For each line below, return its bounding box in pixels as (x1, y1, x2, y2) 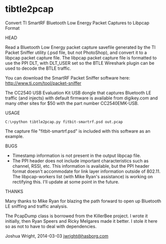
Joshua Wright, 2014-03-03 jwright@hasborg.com (5, 233, 109, 239)
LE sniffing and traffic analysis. (5, 203, 68, 209)
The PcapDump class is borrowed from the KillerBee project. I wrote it (5, 213, 148, 219)
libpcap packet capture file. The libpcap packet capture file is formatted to (5, 54, 157, 60)
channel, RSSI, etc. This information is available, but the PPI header (12, 163, 150, 169)
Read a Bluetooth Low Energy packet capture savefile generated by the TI (5, 44, 156, 50)
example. (5, 133, 24, 139)
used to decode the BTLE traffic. (5, 65, 71, 71)
